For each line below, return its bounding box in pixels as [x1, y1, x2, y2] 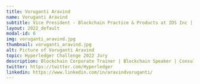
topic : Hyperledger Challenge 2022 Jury [6, 53, 108, 59]
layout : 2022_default [6, 25, 60, 31]
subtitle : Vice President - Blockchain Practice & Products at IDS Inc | [6, 20, 193, 25]
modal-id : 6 [6, 31, 36, 37]
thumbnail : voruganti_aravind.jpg [6, 42, 92, 48]
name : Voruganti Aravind [6, 14, 68, 20]
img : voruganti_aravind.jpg [6, 36, 76, 42]
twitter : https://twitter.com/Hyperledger [6, 63, 113, 70]
